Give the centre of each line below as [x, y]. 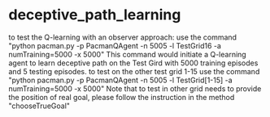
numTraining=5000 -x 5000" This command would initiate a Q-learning [127, 54]
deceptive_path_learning [95, 15]
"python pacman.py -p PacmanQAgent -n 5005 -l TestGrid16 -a [115, 45]
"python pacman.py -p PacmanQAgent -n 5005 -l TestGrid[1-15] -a [121, 80]
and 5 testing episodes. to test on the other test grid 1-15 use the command [134, 71]
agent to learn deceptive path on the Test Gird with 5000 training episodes [133, 63]
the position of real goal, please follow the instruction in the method [122, 97]
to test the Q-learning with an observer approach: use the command [123, 37]
